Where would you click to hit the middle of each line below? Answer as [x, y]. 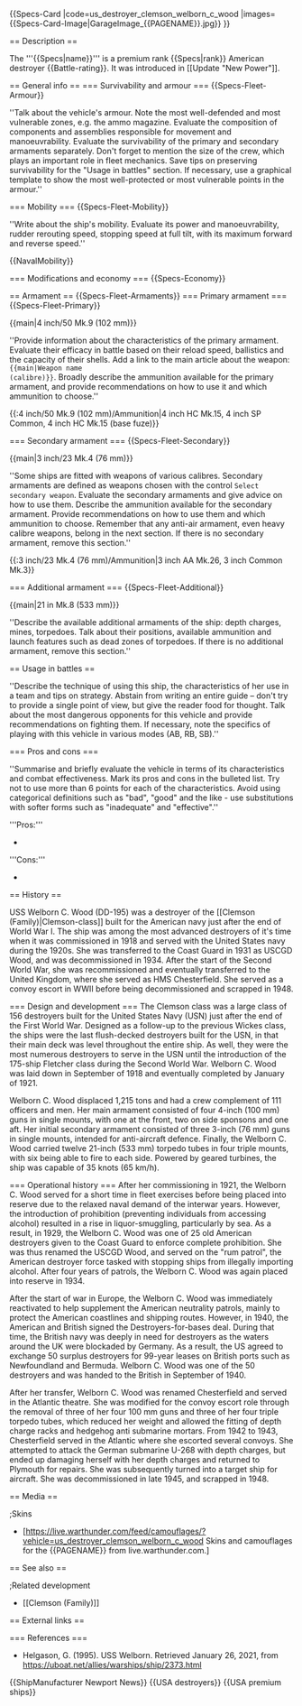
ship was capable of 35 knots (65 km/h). [84, 1167]
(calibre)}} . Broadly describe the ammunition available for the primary [142, 377]
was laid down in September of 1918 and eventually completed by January [147, 1073]
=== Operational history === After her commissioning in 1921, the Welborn [148, 1185]
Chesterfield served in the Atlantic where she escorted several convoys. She [151, 1440]
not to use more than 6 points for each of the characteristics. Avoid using [145, 788]
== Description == [44, 41]
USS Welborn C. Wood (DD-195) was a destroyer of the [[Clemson [132, 912]
